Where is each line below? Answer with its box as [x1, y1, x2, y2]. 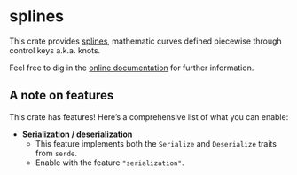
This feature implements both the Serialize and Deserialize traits [35, 138, 277, 148]
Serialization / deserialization [21, 129, 133, 139]
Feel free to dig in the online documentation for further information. [9, 62, 254, 73]
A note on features [9, 88, 114, 103]
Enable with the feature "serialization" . [35, 157, 184, 168]
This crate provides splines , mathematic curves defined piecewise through [9, 36, 282, 46]
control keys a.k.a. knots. [9, 44, 101, 55]
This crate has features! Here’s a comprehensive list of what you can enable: [9, 111, 289, 122]
